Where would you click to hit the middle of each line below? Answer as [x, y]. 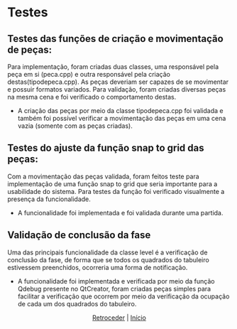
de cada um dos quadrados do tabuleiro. [77, 303]
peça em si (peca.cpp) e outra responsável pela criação [89, 74]
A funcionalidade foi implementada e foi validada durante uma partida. [120, 212]
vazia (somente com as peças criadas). [75, 126]
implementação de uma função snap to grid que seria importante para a [112, 184]
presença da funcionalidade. [49, 199]
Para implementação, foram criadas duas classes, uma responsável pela [113, 67]
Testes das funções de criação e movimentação [115, 39]
